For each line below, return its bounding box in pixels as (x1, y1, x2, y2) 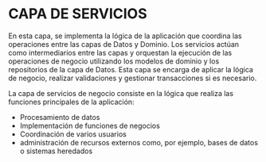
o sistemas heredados (19, 146, 93, 156)
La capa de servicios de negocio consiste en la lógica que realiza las (8, 88, 233, 98)
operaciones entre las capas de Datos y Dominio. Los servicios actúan (8, 39, 240, 48)
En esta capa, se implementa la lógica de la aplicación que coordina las (8, 31, 242, 40)
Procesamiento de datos (19, 112, 100, 121)
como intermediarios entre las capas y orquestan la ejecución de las (8, 48, 233, 57)
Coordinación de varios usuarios (19, 129, 127, 139)
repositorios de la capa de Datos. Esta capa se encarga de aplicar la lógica (8, 64, 253, 74)
